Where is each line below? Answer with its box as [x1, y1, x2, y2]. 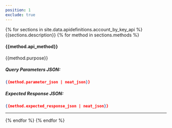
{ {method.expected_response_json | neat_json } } [5, 103, 109, 109]
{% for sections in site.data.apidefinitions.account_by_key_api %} [5, 26, 143, 32]
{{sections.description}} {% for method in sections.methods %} [5, 32, 140, 38]
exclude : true [5, 12, 36, 17]
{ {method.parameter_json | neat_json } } [5, 79, 91, 84]
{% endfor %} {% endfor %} [5, 117, 65, 123]
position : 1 [5, 7, 31, 13]
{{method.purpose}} [5, 55, 48, 61]
